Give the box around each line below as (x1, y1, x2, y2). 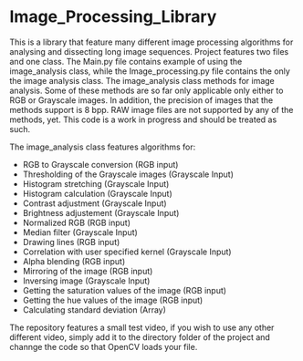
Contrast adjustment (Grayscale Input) (22, 198, 167, 209)
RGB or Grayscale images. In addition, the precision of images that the (9, 94, 274, 106)
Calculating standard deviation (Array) (22, 304, 167, 315)
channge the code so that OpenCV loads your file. (9, 341, 198, 352)
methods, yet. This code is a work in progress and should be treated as (9, 114, 277, 125)
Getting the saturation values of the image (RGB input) (22, 284, 226, 295)
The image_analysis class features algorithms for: (9, 141, 196, 152)
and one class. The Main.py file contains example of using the (9, 56, 243, 67)
